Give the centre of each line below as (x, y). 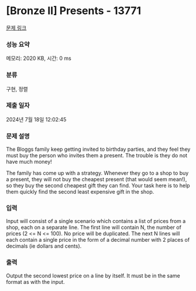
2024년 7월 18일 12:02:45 (36, 119)
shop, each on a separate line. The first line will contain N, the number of (94, 228)
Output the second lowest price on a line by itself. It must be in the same (93, 275)
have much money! (29, 162)
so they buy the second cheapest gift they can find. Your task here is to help (98, 185)
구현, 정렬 (17, 89)
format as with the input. (36, 282)
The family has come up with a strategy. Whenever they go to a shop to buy (97, 173)
